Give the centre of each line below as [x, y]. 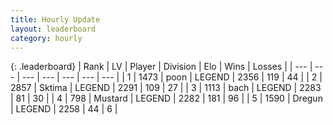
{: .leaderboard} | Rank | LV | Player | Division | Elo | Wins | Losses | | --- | [161, 67]
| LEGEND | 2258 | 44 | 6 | [64, 109]
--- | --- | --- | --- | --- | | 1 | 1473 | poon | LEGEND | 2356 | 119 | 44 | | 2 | [172, 77]
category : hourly [46, 38]
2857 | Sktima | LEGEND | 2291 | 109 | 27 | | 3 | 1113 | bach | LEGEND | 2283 [166, 88]
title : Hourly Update [55, 19]
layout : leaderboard [53, 29]
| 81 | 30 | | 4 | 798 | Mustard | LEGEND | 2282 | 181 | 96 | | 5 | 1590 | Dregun [166, 98]
